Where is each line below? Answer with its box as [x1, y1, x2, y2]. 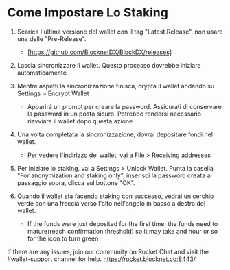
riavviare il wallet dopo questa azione [27, 116, 133, 125]
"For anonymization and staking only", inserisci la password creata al [16, 171, 212, 180]
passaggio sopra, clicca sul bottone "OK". [16, 178, 135, 186]
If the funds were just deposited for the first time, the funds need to [27, 219, 218, 228]
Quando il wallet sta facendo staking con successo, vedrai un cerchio [16, 192, 214, 200]
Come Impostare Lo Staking [7, 5, 168, 21]
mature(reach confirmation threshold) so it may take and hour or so [27, 227, 218, 235]
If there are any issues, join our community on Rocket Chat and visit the [7, 247, 209, 256]
